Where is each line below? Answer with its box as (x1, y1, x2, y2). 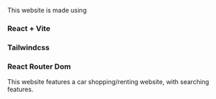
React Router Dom (7, 62, 72, 71)
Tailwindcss (7, 42, 50, 52)
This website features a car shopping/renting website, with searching (7, 78, 210, 86)
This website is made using (7, 6, 87, 14)
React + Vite (7, 23, 51, 33)
